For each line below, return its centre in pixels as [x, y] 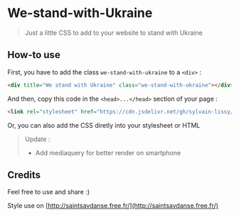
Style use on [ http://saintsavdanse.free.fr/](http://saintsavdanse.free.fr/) [113, 206]
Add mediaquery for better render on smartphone [108, 152]
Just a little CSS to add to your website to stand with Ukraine [113, 33]
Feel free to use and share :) [49, 192]
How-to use [34, 55]
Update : [37, 139]
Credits [24, 175]
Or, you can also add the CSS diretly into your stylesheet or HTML [104, 125]
